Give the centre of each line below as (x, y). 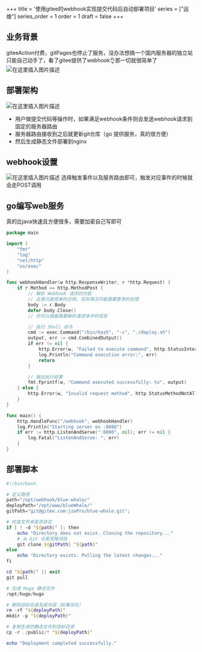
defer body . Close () (52, 310)
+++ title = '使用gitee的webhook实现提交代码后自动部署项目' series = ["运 (98, 9)
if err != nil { (48, 344)
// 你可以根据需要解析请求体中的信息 (68, 316)
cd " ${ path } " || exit (33, 572)
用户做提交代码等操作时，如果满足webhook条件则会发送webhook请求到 (104, 118)
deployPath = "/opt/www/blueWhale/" (50, 506)
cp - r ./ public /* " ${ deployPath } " (50, 633)
